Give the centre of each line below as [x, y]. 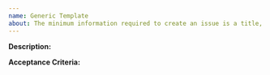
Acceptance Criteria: [45, 62]
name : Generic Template [49, 16]
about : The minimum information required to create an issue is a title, [136, 23]
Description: [30, 46]
